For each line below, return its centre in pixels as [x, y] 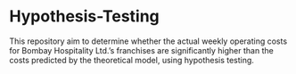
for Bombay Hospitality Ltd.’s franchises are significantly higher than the [141, 50]
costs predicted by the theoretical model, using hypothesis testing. [132, 60]
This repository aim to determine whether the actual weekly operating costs [148, 41]
